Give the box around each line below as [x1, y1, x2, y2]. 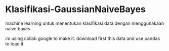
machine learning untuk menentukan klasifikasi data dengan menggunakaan [5, 20, 164, 26]
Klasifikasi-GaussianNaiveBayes [5, 4, 146, 15]
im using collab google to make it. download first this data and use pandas [5, 35, 160, 41]
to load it [5, 40, 24, 46]
